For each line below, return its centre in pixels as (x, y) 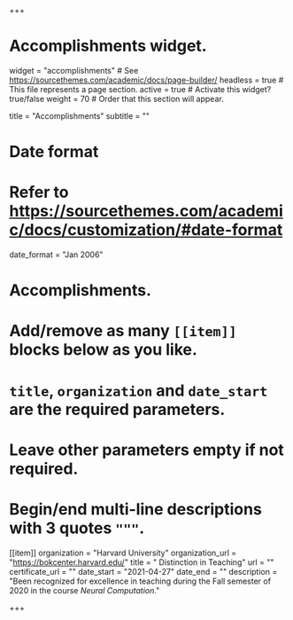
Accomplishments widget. (108, 46)
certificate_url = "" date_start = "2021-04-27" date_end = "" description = (143, 571)
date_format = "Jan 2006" (56, 255)
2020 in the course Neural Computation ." (85, 590)
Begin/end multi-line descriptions (136, 509)
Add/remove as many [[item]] (123, 331)
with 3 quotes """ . (77, 528)
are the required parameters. (117, 409)
